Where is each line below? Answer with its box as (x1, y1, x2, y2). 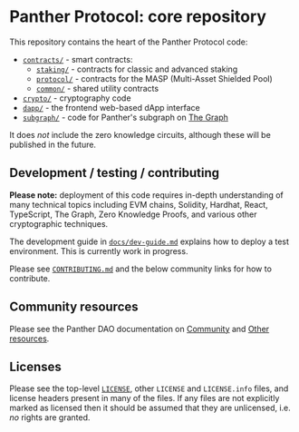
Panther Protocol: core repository (9, 6, 267, 27)
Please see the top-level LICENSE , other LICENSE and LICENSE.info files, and (9, 383, 289, 394)
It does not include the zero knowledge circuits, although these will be (9, 129, 272, 140)
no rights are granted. (9, 412, 91, 423)
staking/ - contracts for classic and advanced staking (35, 64, 238, 74)
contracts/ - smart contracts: (22, 54, 133, 64)
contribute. (9, 272, 51, 283)
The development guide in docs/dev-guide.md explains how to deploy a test (9, 236, 290, 247)
